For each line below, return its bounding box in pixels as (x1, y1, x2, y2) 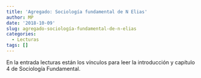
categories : (6, 31, 36, 37)
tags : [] (6, 43, 28, 49)
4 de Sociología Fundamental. (6, 65, 81, 72)
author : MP (6, 14, 34, 20)
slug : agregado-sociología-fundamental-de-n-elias (6, 25, 137, 32)
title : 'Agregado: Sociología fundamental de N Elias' (6, 8, 148, 15)
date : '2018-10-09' (6, 20, 56, 26)
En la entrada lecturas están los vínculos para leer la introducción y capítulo (6, 58, 196, 66)
